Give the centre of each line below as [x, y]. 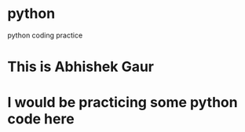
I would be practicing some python [122, 103]
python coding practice [45, 35]
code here [41, 119]
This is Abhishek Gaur [81, 67]
